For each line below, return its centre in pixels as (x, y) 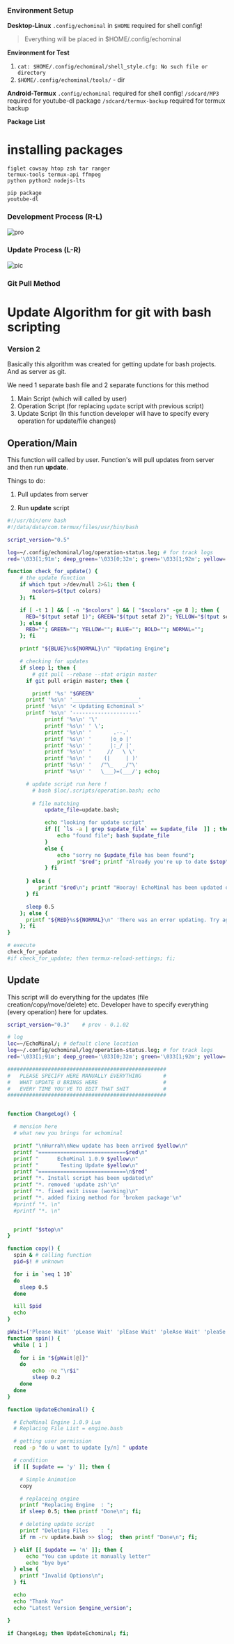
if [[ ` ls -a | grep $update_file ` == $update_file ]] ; (130, 829)
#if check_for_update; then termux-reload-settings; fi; (92, 958)
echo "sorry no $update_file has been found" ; (126, 855)
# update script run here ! (67, 784)
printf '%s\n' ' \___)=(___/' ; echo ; (102, 772)
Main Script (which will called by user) (72, 399)
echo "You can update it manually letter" (88, 1556)
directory (32, 73)
